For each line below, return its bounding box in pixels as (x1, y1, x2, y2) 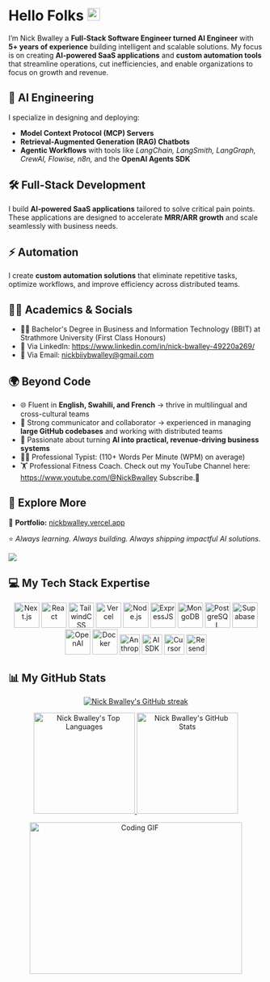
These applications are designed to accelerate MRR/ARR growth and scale (8, 213, 259, 222)
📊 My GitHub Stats (8, 672, 107, 685)
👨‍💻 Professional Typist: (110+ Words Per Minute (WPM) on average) (19, 452, 246, 461)
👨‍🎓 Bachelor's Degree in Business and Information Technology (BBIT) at (19, 324, 261, 334)
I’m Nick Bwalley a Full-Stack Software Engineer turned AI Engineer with (8, 33, 255, 43)
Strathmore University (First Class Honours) (19, 333, 167, 343)
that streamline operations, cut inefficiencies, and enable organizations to (8, 59, 253, 69)
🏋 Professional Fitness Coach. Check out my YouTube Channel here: (19, 461, 251, 470)
